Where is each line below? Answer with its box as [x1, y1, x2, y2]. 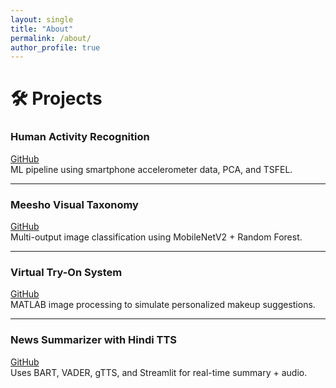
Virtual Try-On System [10, 265, 123, 279]
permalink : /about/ [10, 33, 92, 43]
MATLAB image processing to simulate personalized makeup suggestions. [10, 299, 316, 311]
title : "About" [10, 24, 74, 34]
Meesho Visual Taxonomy [10, 197, 139, 211]
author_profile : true [10, 42, 101, 53]
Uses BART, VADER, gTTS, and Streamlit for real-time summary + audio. [10, 366, 308, 378]
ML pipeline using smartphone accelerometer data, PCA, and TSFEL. [10, 163, 293, 175]
